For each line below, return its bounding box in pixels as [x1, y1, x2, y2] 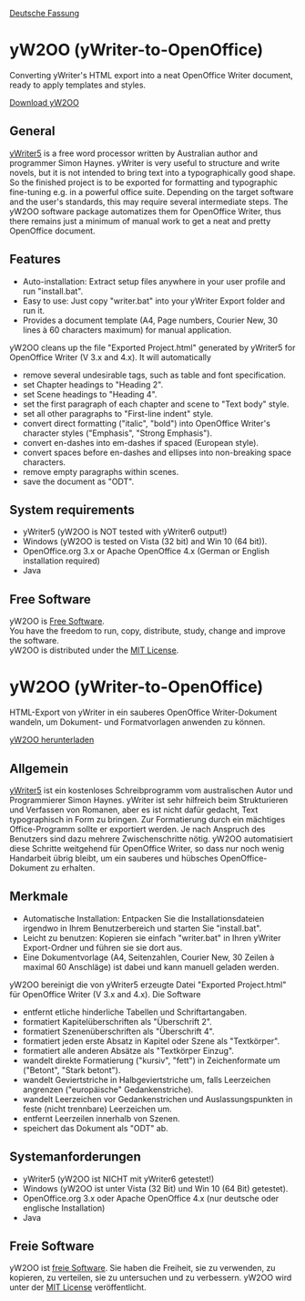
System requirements [9, 501, 135, 518]
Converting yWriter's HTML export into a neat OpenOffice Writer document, [9, 69, 293, 80]
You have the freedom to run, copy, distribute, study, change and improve [9, 625, 286, 636]
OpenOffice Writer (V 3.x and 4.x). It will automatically [9, 351, 212, 363]
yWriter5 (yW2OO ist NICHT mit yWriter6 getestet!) [22, 1173, 215, 1184]
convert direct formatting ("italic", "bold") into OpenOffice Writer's [22, 418, 271, 429]
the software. [9, 635, 59, 646]
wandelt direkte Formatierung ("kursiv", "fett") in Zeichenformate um [22, 1055, 280, 1066]
